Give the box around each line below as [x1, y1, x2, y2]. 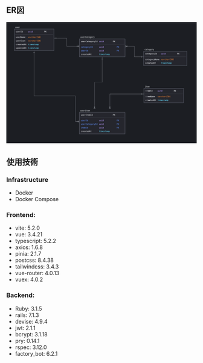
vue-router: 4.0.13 [14, 270, 59, 277]
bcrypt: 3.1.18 [14, 330, 48, 338]
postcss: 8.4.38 [14, 256, 54, 264]
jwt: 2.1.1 [14, 324, 36, 331]
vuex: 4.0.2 [14, 276, 43, 283]
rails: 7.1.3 [14, 311, 39, 319]
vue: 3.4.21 [14, 231, 43, 238]
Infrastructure [6, 175, 49, 184]
